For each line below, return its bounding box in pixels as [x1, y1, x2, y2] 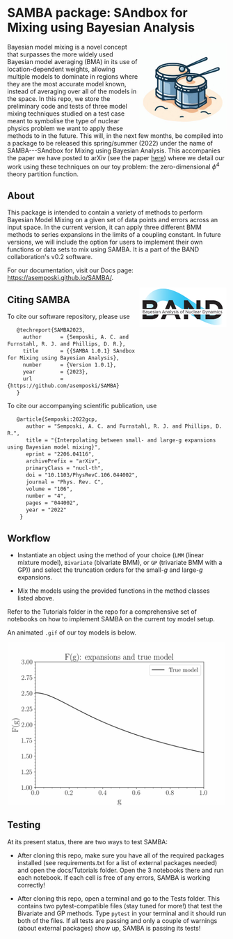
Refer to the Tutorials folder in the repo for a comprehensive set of [7, 607, 197, 616]
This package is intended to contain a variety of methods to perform [7, 208, 203, 217]
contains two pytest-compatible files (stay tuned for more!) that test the [17, 901, 223, 910]
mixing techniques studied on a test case [7, 109, 125, 118]
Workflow [7, 532, 51, 544]
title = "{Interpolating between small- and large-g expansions [25, 437, 216, 444]
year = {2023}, [22, 368, 89, 375]
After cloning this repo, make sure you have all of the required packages [17, 851, 225, 860]
